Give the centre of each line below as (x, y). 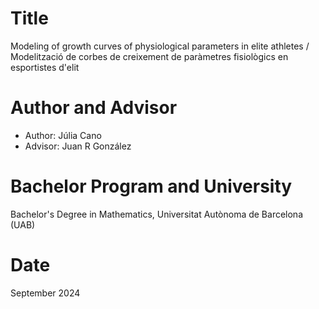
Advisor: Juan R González (78, 146)
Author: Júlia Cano (63, 135)
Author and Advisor (94, 108)
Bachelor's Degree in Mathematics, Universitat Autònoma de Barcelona (157, 214)
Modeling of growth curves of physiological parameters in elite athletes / (160, 46)
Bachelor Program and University (151, 186)
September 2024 (45, 293)
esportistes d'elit (45, 67)
